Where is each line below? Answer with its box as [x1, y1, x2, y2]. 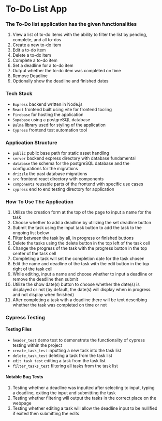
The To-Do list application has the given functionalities [5, 21, 137, 28]
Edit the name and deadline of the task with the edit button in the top [12, 261, 149, 267]
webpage [12, 400, 32, 406]
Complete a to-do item [12, 57, 58, 64]
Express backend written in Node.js [12, 101, 83, 107]
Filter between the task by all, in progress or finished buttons [12, 235, 134, 241]
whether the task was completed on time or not [12, 302, 107, 308]
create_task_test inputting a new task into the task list [12, 347, 121, 353]
